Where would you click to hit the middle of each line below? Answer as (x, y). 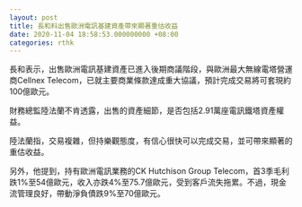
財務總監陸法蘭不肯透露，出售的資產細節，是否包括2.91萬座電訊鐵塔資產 (143, 111)
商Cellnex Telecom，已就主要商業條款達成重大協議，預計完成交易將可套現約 (151, 81)
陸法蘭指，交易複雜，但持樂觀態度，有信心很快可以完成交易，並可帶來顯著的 (151, 141)
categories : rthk (42, 43)
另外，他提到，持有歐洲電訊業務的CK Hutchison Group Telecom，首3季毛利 (149, 171)
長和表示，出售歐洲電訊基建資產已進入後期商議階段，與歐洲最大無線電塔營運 (151, 69)
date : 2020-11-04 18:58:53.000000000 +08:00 (94, 34)
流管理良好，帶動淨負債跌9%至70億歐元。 (87, 194)
